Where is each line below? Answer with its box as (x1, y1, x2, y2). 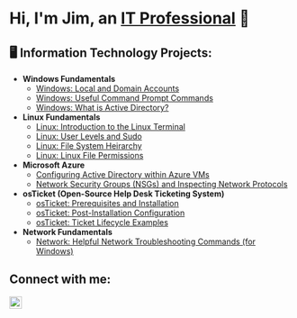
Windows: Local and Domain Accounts (35, 83, 180, 94)
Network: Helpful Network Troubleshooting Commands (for (35, 236, 256, 247)
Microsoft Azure (22, 159, 85, 170)
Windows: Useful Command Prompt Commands (35, 93, 214, 103)
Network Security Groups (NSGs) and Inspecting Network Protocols (35, 179, 288, 189)
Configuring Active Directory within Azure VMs (35, 169, 210, 179)
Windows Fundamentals (22, 74, 116, 84)
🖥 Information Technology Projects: (9, 45, 212, 60)
